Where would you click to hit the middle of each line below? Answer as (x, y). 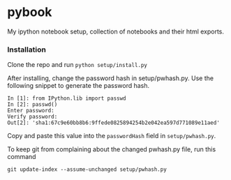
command (22, 157)
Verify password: (32, 117)
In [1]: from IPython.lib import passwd (67, 98)
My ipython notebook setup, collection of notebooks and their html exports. (116, 31)
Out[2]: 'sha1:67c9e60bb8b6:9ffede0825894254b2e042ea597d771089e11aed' (113, 123)
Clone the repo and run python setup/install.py (77, 65)
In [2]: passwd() (32, 105)
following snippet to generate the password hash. (79, 86)
